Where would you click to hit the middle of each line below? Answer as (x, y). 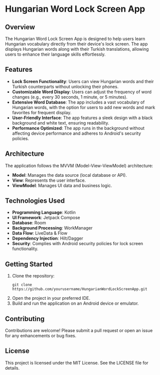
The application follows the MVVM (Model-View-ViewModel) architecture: (79, 166)
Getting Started (29, 264)
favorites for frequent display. (42, 112)
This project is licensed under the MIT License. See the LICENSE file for (77, 363)
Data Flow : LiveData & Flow (40, 233)
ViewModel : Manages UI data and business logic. (62, 185)
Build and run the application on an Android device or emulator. (75, 303)
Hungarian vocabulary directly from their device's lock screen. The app (77, 44)
